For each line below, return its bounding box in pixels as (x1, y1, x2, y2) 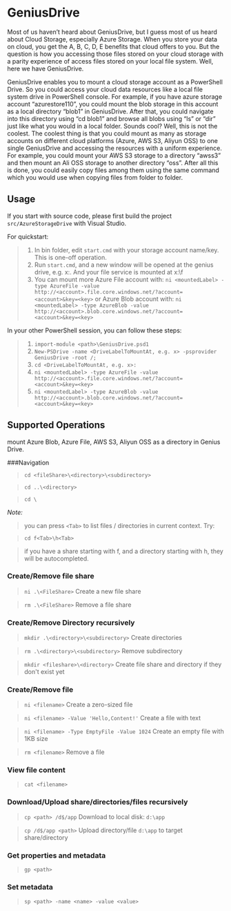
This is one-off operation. (34, 253, 107, 261)
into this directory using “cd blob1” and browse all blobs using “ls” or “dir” (7, 114, 216, 122)
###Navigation (7, 458, 50, 467)
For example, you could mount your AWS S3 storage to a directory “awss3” (7, 151, 221, 160)
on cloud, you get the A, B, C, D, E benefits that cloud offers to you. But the (7, 42, 220, 50)
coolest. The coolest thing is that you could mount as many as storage (7, 129, 207, 138)
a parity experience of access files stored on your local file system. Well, (7, 57, 214, 65)
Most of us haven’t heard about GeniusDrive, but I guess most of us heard (7, 28, 217, 36)
